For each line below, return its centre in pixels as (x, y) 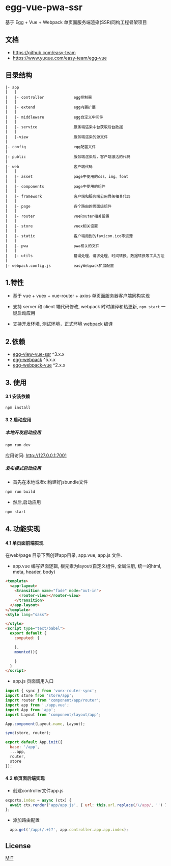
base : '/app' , (25, 747)
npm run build (20, 492)
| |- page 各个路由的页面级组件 (59, 206)
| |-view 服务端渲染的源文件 (56, 137)
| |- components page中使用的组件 (55, 186)
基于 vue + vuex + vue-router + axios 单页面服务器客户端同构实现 (81, 296)
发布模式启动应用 (23, 468)
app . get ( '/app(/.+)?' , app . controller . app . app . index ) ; (69, 830)
